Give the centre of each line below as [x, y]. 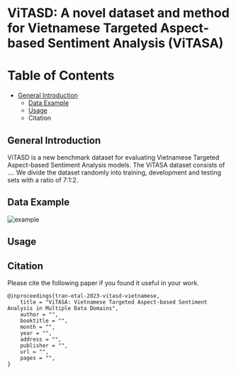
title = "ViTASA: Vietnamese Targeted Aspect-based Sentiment [114, 302]
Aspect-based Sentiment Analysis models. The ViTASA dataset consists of [116, 165]
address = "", [41, 339]
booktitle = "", [44, 321]
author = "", [39, 314]
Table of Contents [61, 76]
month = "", [38, 327]
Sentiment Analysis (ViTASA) [135, 43]
